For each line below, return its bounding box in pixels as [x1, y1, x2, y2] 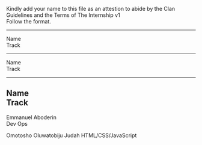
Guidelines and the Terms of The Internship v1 [6, 11, 120, 19]
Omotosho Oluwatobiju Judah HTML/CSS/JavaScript [6, 132, 137, 139]
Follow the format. [6, 18, 51, 25]
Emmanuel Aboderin [6, 114, 57, 121]
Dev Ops [6, 120, 28, 127]
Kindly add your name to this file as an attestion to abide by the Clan [6, 5, 176, 12]
